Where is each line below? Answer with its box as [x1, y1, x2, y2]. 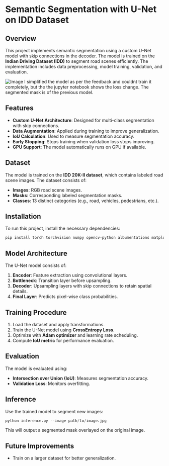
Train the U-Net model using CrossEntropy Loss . [12, 327, 115, 333]
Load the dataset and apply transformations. [12, 321, 105, 327]
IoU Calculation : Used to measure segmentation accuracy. [12, 133, 134, 139]
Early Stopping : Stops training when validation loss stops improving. [12, 138, 155, 144]
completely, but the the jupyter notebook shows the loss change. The [5, 84, 149, 90]
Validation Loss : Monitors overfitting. [12, 381, 91, 387]
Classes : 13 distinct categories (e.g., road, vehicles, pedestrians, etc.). [12, 198, 159, 204]
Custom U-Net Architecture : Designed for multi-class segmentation [12, 117, 154, 123]
